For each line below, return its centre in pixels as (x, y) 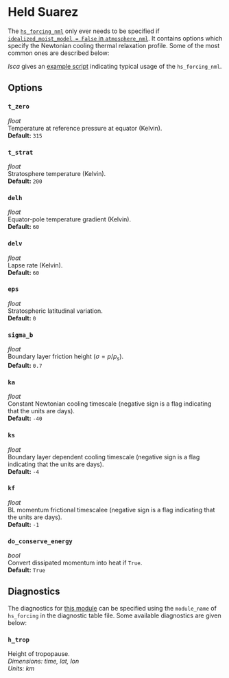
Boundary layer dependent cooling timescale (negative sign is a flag (104, 457)
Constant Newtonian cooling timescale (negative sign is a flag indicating (110, 404)
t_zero (19, 107)
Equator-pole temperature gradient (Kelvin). (70, 219)
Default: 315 (25, 135)
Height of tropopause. (39, 654)
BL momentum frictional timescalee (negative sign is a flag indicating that (111, 510)
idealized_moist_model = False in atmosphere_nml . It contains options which (115, 38)
